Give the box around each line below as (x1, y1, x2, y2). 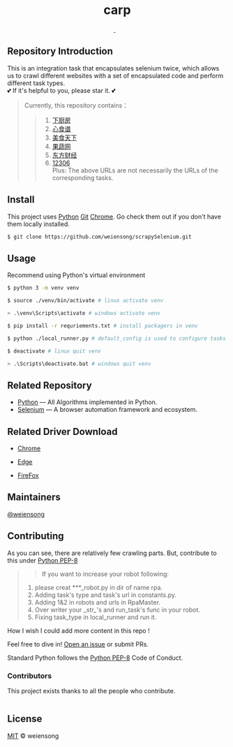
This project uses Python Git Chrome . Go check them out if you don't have (7, 212, 222, 221)
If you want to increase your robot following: (41, 570, 170, 578)
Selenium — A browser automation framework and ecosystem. (17, 406, 197, 414)
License (7, 713, 43, 725)
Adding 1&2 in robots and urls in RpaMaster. (34, 598, 160, 606)
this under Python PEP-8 (7, 556, 78, 564)
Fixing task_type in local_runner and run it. (34, 613, 157, 621)
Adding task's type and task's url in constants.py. (34, 591, 176, 599)
